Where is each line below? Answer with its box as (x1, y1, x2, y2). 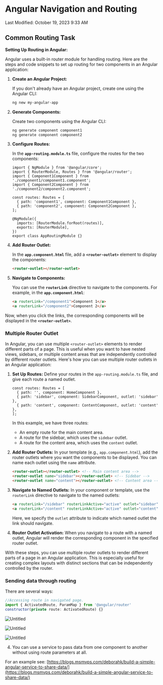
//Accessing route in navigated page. (5, 598, 84, 602)
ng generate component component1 (12, 128, 82, 133)
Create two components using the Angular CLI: (12, 118, 107, 124)
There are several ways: (5, 588, 54, 594)
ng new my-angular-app (12, 100, 58, 105)
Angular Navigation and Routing (5, 3, 137, 15)
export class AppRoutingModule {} (12, 233, 82, 239)
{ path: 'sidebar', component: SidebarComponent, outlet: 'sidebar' (17, 394, 159, 399)
